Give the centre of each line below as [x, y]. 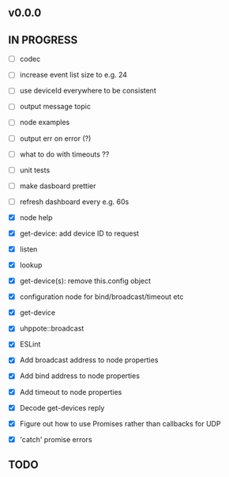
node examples [45, 123]
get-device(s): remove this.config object [85, 281]
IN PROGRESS [43, 40]
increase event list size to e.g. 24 [73, 75]
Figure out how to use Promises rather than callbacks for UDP [120, 423]
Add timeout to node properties [71, 392]
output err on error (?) [55, 138]
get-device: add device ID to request [79, 233]
